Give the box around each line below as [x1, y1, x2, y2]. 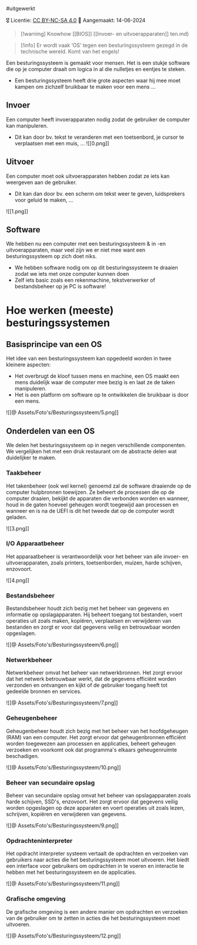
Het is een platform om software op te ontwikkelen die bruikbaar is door [14, 391, 189, 399]
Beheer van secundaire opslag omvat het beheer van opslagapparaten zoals [6, 792, 191, 799]
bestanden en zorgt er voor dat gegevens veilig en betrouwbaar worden [6, 623, 181, 631]
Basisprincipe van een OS [6, 339, 102, 349]
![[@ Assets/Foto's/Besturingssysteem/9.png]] [6, 822, 119, 829]
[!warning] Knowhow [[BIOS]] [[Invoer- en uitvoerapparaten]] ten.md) [20, 31, 189, 37]
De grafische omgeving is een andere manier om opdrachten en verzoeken [6, 908, 188, 915]
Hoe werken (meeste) [6, 303, 114, 317]
